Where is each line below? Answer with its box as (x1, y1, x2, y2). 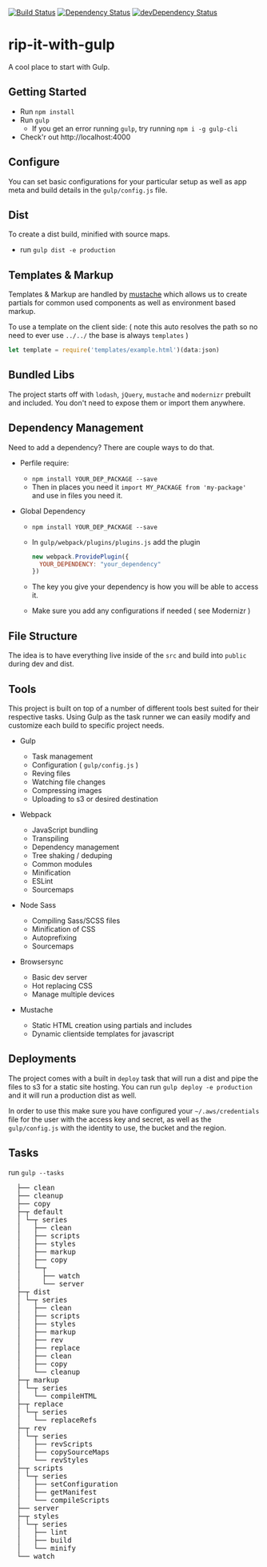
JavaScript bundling (31, 825, 98, 835)
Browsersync (19, 957, 64, 966)
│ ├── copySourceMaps (16, 1447, 110, 1456)
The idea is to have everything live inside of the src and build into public (8, 651, 247, 660)
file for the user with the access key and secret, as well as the (8, 1114, 212, 1124)
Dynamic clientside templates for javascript (31, 1029, 174, 1038)
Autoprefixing (31, 933, 78, 942)
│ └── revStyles (16, 1455, 90, 1464)
